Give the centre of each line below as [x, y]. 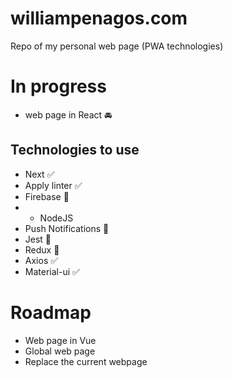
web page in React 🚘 [68, 114]
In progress [58, 86]
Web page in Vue [60, 340]
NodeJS [56, 218]
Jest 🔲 [38, 239]
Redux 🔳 [42, 249]
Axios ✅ [41, 260]
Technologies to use [75, 150]
